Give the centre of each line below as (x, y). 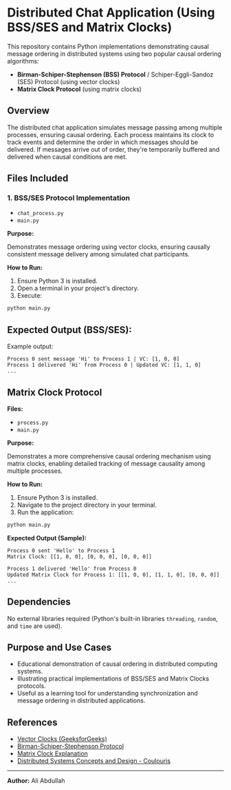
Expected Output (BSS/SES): (69, 330)
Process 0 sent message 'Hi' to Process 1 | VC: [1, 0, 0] (93, 359)
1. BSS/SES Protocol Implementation (69, 198)
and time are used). (35, 626)
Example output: (30, 347)
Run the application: (45, 512)
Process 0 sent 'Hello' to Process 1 (61, 550)
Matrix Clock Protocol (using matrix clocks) (79, 89)
